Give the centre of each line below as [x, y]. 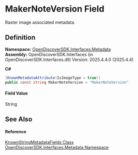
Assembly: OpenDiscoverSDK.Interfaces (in [49, 54]
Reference [16, 131]
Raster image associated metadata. [40, 22]
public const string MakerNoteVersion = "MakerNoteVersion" [67, 82]
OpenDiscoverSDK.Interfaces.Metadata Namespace [57, 147]
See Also [19, 119]
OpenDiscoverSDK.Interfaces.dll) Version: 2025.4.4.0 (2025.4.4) [69, 60]
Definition [20, 38]
